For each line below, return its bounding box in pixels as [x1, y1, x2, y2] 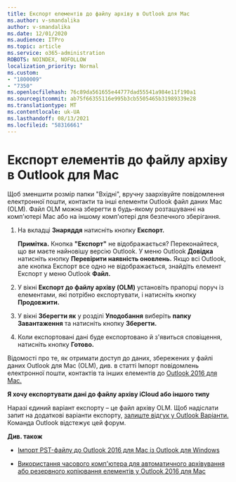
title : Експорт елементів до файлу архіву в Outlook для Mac [7, 10, 190, 18]
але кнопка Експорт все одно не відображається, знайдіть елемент [17, 262, 222, 271]
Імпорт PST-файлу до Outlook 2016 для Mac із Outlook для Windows [17, 446, 220, 455]
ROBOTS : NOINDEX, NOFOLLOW [7, 56, 86, 63]
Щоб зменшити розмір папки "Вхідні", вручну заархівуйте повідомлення [7, 190, 225, 198]
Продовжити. [17, 298, 60, 307]
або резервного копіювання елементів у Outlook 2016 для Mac [17, 467, 206, 476]
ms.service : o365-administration [7, 50, 105, 57]
